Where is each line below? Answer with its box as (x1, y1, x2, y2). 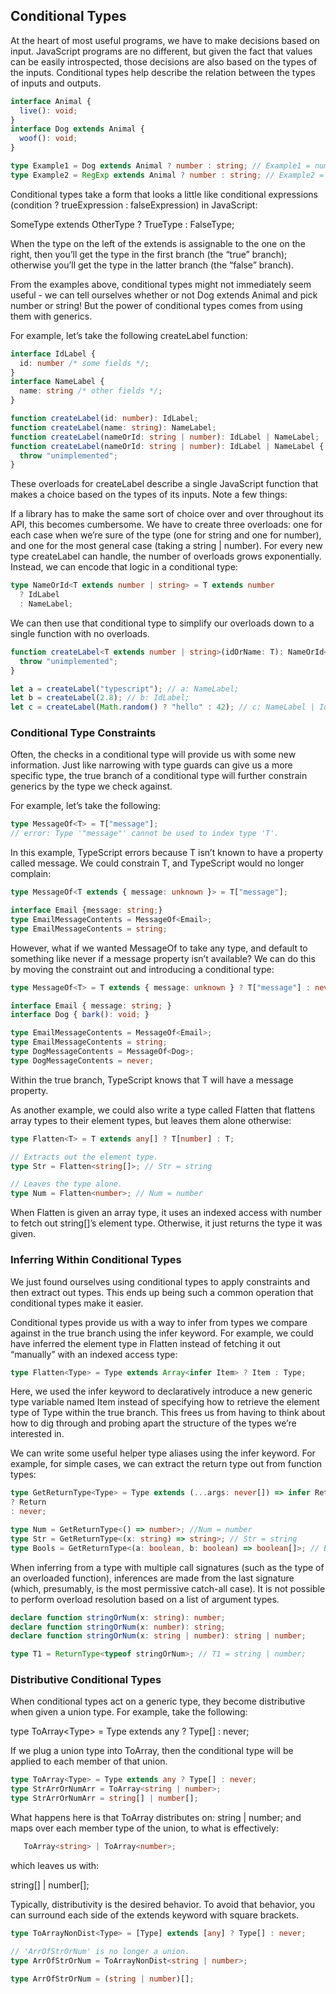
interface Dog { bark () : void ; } (10, 1010, 150, 1020)
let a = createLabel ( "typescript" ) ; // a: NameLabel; (10, 684, 240, 694)
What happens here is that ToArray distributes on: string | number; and (10, 1812, 302, 1824)
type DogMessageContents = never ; (10, 1055, 155, 1066)
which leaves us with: (10, 1859, 100, 1871)
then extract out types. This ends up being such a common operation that (10, 1286, 314, 1298)
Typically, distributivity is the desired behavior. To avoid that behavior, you (10, 1898, 316, 1910)
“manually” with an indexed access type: (10, 1348, 178, 1360)
